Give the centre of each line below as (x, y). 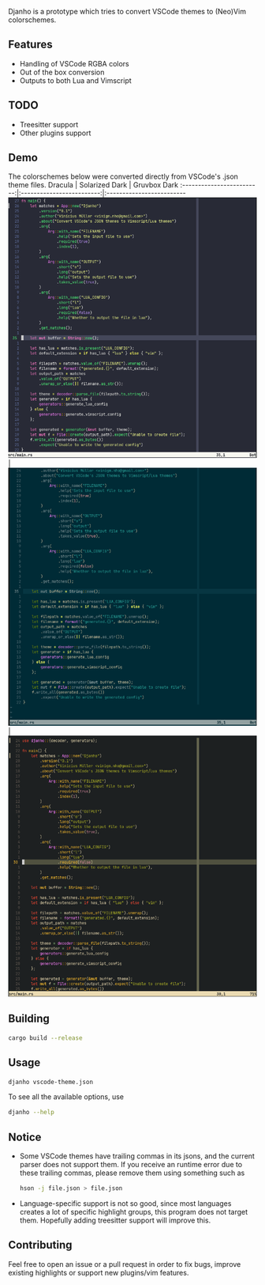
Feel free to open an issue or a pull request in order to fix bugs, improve (125, 1264)
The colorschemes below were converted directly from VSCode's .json (123, 176)
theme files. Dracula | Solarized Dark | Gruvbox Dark (93, 185)
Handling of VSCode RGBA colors (74, 63)
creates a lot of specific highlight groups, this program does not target (134, 1212)
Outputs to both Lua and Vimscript (75, 80)
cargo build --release (45, 1038)
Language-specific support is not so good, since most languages (125, 1204)
